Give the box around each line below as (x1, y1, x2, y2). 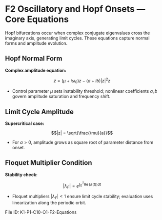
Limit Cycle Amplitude (5, 107, 74, 116)
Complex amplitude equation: (5, 67, 67, 73)
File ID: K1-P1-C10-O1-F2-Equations (5, 209, 77, 215)
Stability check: (5, 172, 38, 178)
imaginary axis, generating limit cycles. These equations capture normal (5, 35, 150, 41)
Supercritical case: (5, 120, 45, 126)
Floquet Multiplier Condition (5, 159, 92, 167)
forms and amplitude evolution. (5, 40, 68, 46)
